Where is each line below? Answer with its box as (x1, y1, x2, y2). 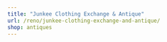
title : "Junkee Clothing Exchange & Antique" (7, 10, 144, 18)
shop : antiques (7, 23, 53, 31)
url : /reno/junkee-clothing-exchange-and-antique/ (7, 17, 161, 24)
